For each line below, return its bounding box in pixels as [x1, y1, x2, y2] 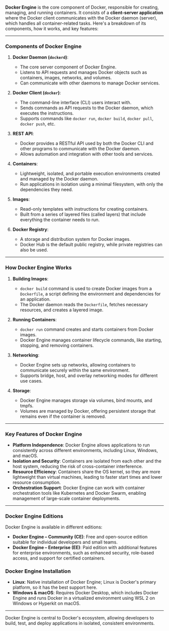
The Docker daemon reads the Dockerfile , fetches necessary [20, 301, 148, 307]
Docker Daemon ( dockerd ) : [12, 54, 69, 60]
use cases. [20, 378, 43, 384]
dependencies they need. [20, 187, 73, 193]
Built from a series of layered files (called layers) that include [20, 211, 146, 218]
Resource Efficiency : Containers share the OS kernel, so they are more [12, 469, 161, 475]
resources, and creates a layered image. [20, 307, 104, 313]
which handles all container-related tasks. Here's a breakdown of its [5, 20, 146, 26]
